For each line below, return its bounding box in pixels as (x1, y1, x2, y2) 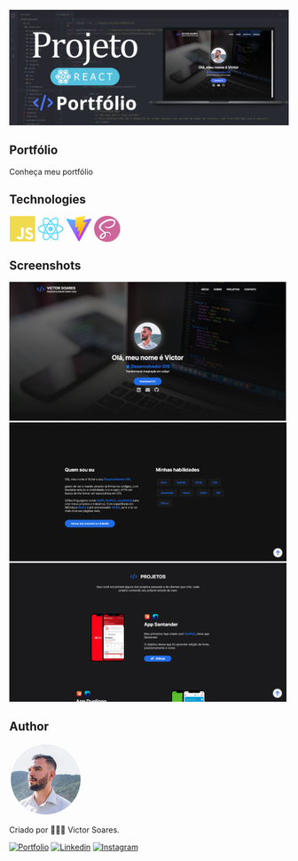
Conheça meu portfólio (9, 166, 93, 177)
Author (9, 719, 49, 734)
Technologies (9, 192, 87, 207)
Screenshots (9, 258, 82, 273)
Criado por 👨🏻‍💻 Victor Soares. (9, 824, 120, 835)
